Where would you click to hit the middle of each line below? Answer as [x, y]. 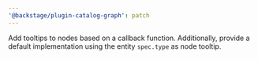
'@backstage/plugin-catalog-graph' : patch [79, 15]
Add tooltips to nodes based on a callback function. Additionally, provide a [129, 38]
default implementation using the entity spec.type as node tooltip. [115, 46]
